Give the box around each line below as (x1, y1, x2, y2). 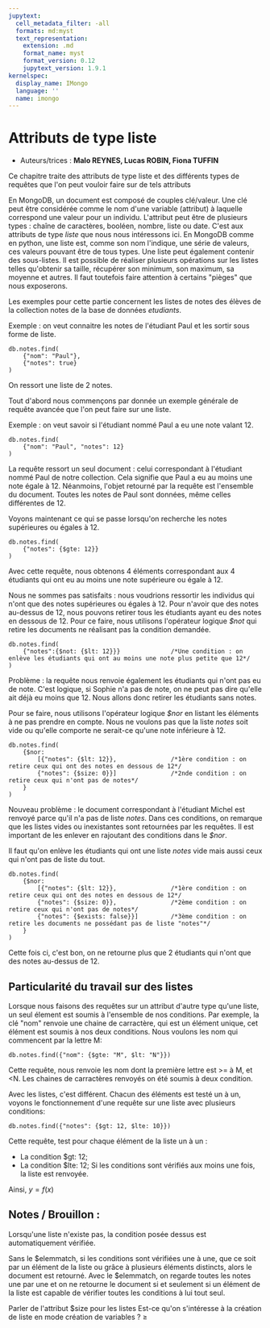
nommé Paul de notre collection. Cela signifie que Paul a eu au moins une (8, 473, 252, 482)
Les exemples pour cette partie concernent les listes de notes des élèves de (8, 297, 262, 306)
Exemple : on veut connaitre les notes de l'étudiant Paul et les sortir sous (8, 321, 250, 331)
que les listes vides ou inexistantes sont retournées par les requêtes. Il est (8, 822, 254, 831)
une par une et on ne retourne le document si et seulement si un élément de (8, 1279, 260, 1288)
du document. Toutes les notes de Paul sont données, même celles (8, 489, 231, 500)
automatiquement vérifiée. (8, 1238, 96, 1247)
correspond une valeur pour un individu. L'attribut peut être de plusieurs (8, 213, 248, 223)
